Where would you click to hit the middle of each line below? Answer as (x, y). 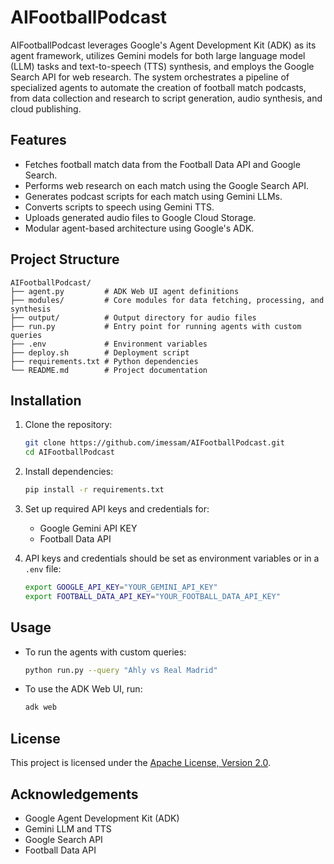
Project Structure (65, 259)
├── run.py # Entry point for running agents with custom (156, 326)
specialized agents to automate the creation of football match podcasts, (158, 87)
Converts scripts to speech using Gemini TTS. (119, 207)
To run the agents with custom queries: (105, 652)
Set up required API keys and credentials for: (117, 509)
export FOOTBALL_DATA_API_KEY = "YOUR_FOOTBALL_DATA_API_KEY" (152, 596)
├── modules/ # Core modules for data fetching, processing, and (167, 300)
